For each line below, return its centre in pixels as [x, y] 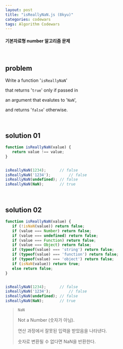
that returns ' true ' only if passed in [42, 90]
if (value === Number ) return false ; [52, 231]
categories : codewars [28, 19]
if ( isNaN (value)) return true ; [46, 264]
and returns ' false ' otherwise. [37, 110]
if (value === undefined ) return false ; [55, 236]
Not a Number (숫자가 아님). [46, 320]
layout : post [19, 10]
